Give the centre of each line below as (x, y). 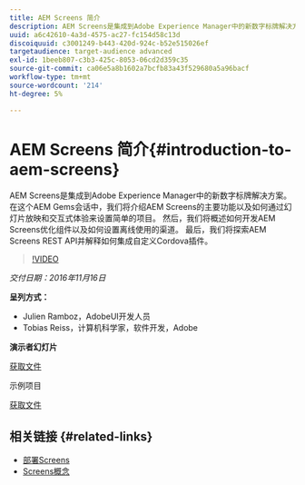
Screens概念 (46, 471)
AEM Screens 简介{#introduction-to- (151, 149)
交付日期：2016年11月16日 (58, 278)
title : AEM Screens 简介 (55, 18)
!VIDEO (45, 259)
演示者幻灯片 (33, 347)
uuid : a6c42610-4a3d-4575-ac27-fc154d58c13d (95, 35)
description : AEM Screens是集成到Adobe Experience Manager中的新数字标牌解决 (151, 26)
